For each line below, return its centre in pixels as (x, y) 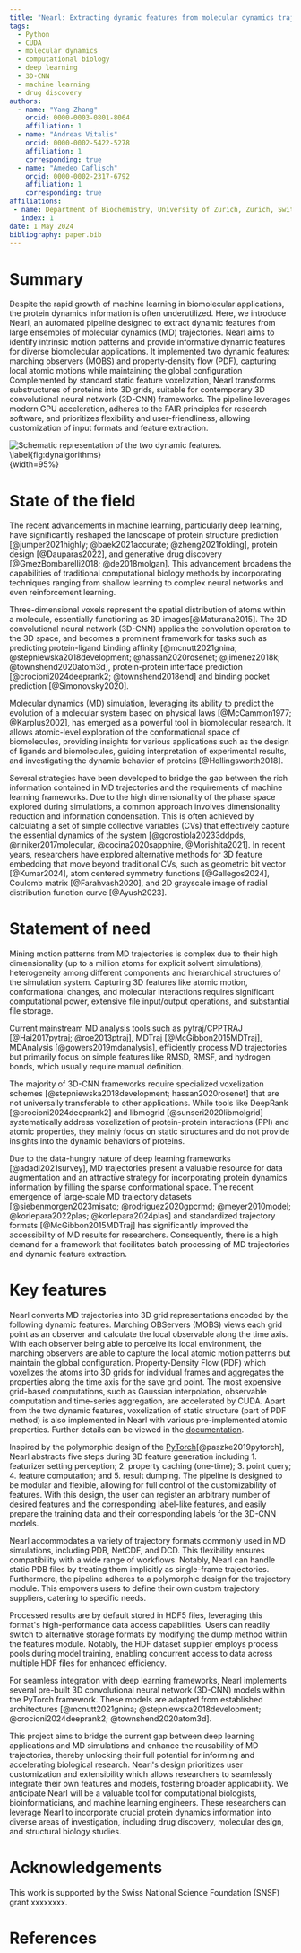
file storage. (31, 1011)
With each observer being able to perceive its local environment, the (135, 1344)
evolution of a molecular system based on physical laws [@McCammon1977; (150, 713)
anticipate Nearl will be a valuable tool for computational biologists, (133, 1793)
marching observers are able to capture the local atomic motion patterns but (150, 1353)
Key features (58, 1290)
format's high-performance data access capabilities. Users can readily (140, 1625)
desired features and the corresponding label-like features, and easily (138, 1504)
